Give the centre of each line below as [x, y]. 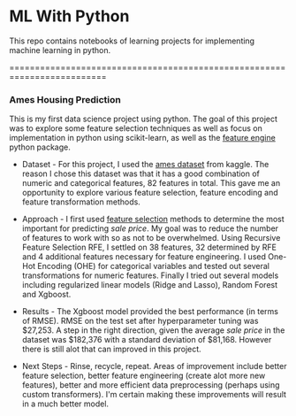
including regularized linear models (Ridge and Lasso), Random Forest [150, 285]
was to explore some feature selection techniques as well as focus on [136, 128]
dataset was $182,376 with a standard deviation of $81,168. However [147, 340]
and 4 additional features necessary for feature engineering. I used [144, 257]
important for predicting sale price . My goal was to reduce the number [150, 228]
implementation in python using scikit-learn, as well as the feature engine [142, 138]
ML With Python [69, 16]
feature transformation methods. [81, 202]
